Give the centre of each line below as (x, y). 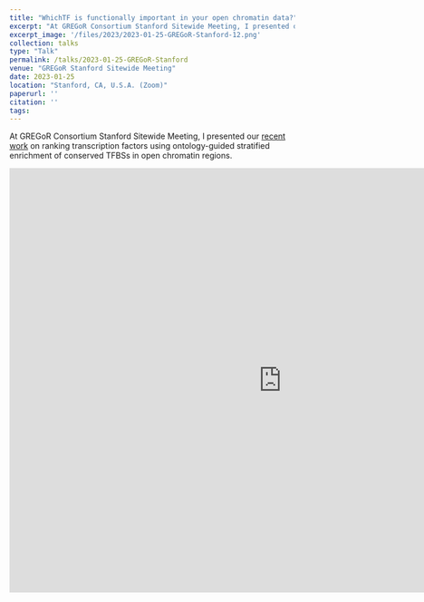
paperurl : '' (34, 93)
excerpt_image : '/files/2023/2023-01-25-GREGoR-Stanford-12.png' (135, 34)
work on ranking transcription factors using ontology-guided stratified (140, 146)
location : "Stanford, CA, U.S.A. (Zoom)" (89, 85)
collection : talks (44, 43)
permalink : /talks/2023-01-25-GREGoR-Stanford (99, 60)
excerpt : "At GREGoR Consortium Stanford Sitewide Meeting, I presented (149, 26)
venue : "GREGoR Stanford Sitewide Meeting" (93, 69)
